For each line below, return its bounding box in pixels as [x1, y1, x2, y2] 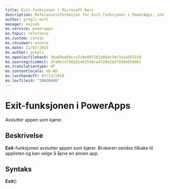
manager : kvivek [5, 21, 39, 27]
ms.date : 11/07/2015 [5, 45, 49, 50]
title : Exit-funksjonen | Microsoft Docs [5, 7, 94, 13]
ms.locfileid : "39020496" [5, 78, 60, 83]
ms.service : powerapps [5, 26, 53, 31]
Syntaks [5, 165, 32, 173]
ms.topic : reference [5, 31, 49, 36]
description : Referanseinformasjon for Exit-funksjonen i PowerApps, [5, 12, 155, 17]
